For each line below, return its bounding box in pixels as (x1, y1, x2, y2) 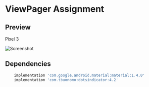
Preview (5, 23, 31, 31)
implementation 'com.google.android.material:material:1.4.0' (14, 73, 145, 78)
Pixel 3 (5, 36, 19, 42)
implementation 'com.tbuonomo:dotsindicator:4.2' (14, 77, 119, 82)
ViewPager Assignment (5, 3, 104, 15)
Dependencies (5, 60, 51, 68)
